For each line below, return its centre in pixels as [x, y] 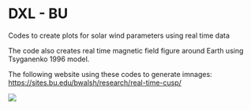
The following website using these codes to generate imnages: [110, 74]
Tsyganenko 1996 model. [49, 59]
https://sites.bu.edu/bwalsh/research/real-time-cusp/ [95, 82]
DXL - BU [38, 14]
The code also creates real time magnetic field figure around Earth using [126, 50]
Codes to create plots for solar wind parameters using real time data [119, 35]
